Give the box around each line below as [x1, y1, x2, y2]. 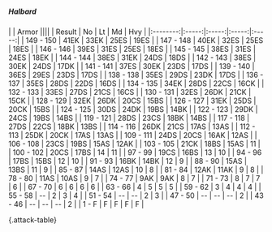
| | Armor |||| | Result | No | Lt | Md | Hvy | [8, 27, 147, 37]
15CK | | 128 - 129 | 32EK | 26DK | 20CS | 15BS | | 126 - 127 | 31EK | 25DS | [8, 96, 257, 105]
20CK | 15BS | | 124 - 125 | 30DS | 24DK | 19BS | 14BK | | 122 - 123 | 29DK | [8, 104, 258, 114]
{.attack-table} [8, 215, 57, 225]
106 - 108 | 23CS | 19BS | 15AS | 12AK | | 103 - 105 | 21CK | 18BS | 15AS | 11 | [8, 139, 261, 148]
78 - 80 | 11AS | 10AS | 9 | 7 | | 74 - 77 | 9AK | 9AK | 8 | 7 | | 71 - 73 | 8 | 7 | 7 [8, 173, 261, 183]
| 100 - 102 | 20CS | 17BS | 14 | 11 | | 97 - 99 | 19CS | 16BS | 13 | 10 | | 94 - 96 [8, 147, 262, 157]
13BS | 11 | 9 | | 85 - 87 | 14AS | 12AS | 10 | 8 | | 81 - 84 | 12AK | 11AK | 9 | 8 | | [8, 165, 264, 174]
